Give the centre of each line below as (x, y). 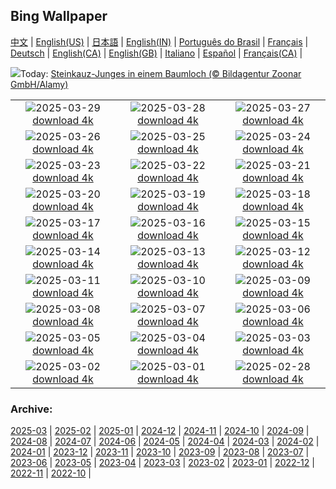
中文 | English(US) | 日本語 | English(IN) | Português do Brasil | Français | (159, 41)
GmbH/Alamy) (39, 84)
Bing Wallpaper (59, 16)
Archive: (31, 409)
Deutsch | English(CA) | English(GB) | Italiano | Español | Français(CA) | (156, 53)
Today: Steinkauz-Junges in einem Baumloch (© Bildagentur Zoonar (161, 73)
